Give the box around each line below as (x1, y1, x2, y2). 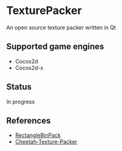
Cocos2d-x (15, 64, 44, 71)
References (6, 115, 51, 125)
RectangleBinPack (15, 132, 61, 139)
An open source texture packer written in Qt (6, 24, 117, 31)
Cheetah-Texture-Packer (15, 138, 78, 146)
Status (6, 82, 32, 92)
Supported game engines (6, 41, 104, 52)
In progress (6, 98, 35, 105)
